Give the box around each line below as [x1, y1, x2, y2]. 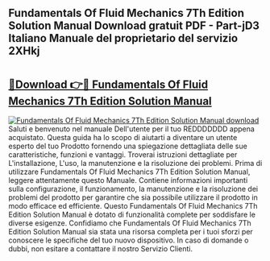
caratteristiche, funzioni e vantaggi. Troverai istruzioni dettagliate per [8, 150, 238, 159]
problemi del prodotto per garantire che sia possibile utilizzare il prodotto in [8, 193, 258, 202]
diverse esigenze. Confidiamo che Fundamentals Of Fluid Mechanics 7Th [8, 218, 251, 228]
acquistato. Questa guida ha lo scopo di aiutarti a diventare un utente [8, 133, 238, 142]
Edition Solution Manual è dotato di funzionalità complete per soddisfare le [8, 209, 256, 219]
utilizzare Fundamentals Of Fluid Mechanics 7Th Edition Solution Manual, [8, 167, 251, 176]
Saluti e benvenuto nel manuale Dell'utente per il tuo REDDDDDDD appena [8, 124, 255, 134]
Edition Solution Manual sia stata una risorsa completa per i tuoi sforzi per [8, 227, 254, 236]
